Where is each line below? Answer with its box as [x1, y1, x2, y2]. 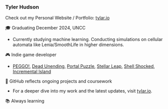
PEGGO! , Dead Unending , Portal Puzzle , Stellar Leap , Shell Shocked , [12, 63, 155, 69]
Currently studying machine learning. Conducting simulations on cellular [12, 36, 163, 42]
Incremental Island [12, 68, 51, 74]
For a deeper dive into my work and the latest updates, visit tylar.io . [12, 88, 152, 94]
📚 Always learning [5, 98, 44, 104]
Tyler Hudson [5, 3, 39, 10]
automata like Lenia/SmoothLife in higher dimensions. [12, 41, 125, 48]
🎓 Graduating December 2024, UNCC [5, 25, 86, 31]
